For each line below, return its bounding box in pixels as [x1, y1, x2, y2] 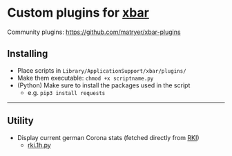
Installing [7, 48, 48, 60]
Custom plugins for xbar [7, 5, 150, 21]
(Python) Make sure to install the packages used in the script [17, 81, 191, 89]
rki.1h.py [27, 141, 52, 149]
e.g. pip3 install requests [27, 88, 106, 96]
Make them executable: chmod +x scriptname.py [17, 73, 154, 82]
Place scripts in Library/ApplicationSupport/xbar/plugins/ [17, 66, 186, 74]
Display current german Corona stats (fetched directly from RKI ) [17, 133, 200, 141]
